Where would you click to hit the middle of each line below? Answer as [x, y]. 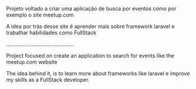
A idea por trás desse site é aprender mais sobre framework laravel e [90, 26]
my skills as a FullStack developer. [48, 80]
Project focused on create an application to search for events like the [90, 55]
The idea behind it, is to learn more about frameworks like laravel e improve [98, 73]
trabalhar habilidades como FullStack [51, 33]
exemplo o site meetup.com [40, 15]
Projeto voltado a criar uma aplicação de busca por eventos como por [91, 9]
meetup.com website [32, 62]
